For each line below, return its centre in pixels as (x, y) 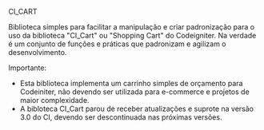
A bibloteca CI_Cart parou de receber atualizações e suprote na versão (137, 108)
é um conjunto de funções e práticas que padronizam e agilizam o (117, 44)
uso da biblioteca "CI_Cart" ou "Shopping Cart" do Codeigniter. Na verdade (132, 35)
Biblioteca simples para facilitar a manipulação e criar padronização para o (131, 27)
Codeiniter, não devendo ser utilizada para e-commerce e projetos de (134, 92)
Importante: (27, 68)
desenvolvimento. (38, 52)
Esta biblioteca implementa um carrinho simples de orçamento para (131, 83)
